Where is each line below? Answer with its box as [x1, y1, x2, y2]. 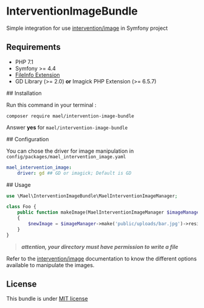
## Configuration [6, 135, 49, 142]
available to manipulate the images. [6, 261, 95, 268]
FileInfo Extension [15, 71, 60, 79]
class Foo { [6, 204, 36, 210]
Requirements [6, 42, 61, 52]
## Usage [6, 181, 32, 188]
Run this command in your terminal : [6, 101, 97, 108]
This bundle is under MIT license [6, 295, 88, 303]
